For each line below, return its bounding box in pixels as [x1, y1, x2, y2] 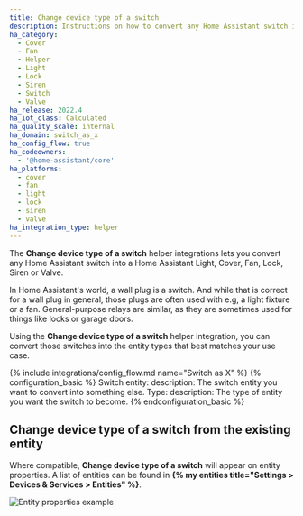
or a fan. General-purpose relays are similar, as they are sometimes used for [9, 303, 293, 314]
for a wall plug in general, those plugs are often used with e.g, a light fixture [9, 294, 290, 305]
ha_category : [9, 30, 59, 39]
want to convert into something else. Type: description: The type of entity [9, 386, 283, 397]
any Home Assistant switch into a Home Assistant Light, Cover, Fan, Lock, [9, 257, 284, 268]
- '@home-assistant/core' [17, 155, 115, 165]
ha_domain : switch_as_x [9, 131, 99, 140]
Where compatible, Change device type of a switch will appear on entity [9, 460, 281, 471]
